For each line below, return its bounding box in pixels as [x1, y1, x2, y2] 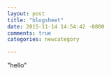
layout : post [7, 10, 45, 17]
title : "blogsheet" [7, 17, 64, 24]
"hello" [7, 61, 27, 69]
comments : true [7, 29, 52, 37]
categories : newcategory [7, 36, 80, 43]
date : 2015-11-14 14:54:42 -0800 [7, 23, 105, 30]
